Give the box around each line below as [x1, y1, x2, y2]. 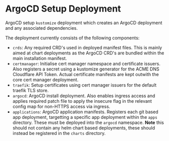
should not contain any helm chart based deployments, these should [12, 124, 155, 131]
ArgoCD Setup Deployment [5, 3, 121, 15]
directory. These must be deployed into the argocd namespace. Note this [12, 119, 164, 125]
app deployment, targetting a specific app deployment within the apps [12, 114, 157, 120]
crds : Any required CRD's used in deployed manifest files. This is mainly [12, 44, 162, 50]
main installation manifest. [12, 55, 67, 61]
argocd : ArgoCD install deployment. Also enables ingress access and [12, 93, 155, 99]
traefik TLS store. [12, 87, 49, 93]
